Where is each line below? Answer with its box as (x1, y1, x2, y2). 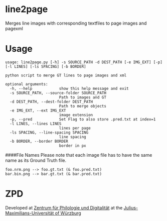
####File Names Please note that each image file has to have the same (5, 152, 152, 158)
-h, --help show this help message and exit (10, 86, 129, 91)
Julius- (123, 204, 138, 210)
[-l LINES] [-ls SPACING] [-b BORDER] (5, 64, 86, 69)
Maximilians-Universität (5, 210, 54, 216)
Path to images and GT (59, 94, 107, 100)
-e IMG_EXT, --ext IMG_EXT (10, 108, 66, 113)
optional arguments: (5, 81, 49, 86)
